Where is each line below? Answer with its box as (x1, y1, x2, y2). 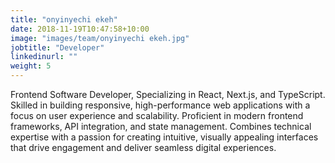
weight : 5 (10, 61, 52, 71)
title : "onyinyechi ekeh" (10, 14, 118, 25)
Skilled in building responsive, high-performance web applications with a (10, 99, 311, 111)
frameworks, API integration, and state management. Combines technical (10, 121, 312, 132)
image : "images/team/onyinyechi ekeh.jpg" (10, 33, 190, 43)
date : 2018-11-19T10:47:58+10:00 (10, 24, 150, 34)
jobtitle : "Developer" (10, 42, 105, 53)
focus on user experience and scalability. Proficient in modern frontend (10, 110, 304, 121)
